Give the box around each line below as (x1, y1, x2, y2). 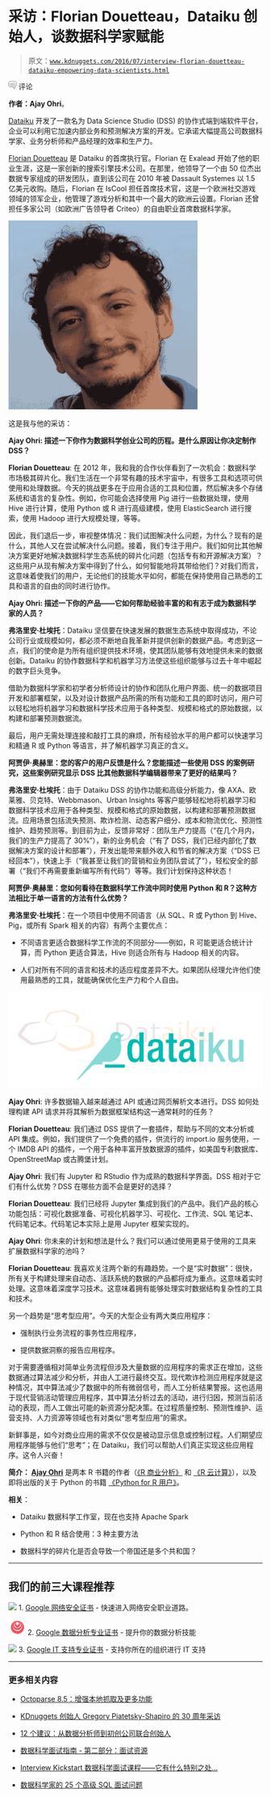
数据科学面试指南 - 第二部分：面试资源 (19, 1746, 148, 1756)
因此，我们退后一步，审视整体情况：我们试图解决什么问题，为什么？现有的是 (8, 530, 263, 540)
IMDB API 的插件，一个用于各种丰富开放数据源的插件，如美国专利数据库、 (17, 1144, 263, 1154)
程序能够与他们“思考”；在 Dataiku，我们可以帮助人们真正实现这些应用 (15, 1440, 248, 1450)
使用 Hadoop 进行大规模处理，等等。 (22, 513, 145, 523)
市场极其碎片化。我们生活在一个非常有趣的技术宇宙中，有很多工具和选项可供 (8, 473, 263, 482)
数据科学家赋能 (65, 27, 165, 46)
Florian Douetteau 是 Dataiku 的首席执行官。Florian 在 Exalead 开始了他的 (8, 153, 252, 162)
